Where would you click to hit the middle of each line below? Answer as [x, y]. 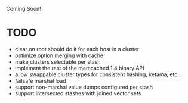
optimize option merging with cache [59, 55]
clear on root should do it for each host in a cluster [77, 49]
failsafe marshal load [41, 80]
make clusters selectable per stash [58, 61]
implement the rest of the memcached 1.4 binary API [79, 68]
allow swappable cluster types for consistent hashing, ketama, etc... [98, 74]
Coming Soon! [24, 9]
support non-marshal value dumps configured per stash [84, 87]
